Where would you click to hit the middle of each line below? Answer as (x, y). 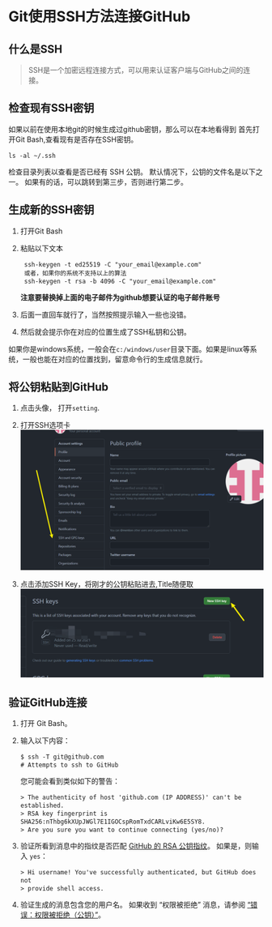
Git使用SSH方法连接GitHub (100, 17)
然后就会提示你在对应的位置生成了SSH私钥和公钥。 (106, 331)
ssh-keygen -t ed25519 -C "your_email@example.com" (113, 264)
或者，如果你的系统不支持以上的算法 (75, 273)
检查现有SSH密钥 (51, 108)
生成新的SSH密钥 (51, 210)
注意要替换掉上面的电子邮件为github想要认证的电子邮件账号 (120, 297)
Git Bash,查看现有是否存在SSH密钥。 (76, 139)
